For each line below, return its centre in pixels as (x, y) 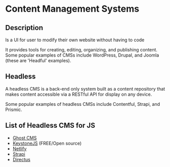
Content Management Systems (72, 9)
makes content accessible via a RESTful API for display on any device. (79, 94)
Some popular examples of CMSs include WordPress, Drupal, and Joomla (82, 55)
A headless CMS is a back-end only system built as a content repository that (85, 89)
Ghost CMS (25, 137)
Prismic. (14, 109)
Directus (21, 159)
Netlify (20, 149)
